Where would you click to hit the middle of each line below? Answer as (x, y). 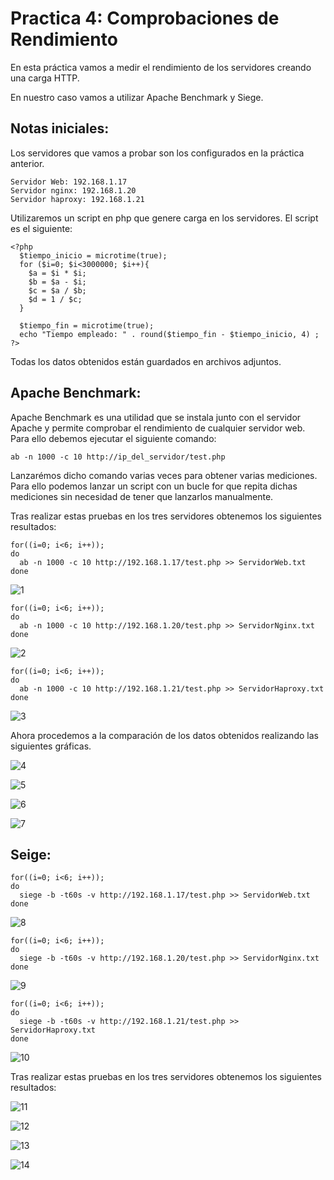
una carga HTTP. (45, 78)
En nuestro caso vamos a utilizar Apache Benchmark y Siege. (137, 97)
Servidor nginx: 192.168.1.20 (73, 190)
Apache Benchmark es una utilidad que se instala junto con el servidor (156, 417)
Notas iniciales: (60, 128)
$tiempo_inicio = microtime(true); (93, 255)
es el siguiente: (41, 228)
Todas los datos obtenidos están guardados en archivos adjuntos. (146, 361)
